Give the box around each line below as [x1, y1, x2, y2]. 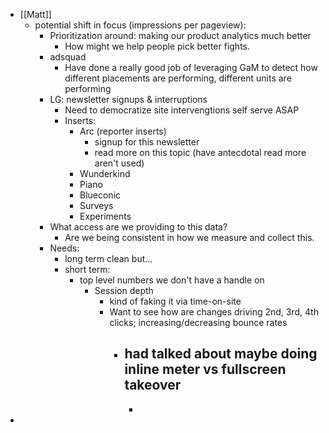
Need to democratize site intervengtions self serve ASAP [64, 104, 300, 116]
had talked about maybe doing [124, 345, 318, 363]
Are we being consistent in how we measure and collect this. [64, 232, 315, 243]
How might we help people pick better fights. [64, 40, 251, 52]
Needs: [49, 242, 80, 254]
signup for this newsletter [94, 136, 200, 148]
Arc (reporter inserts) [79, 125, 167, 137]
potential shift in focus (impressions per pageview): [34, 19, 247, 31]
